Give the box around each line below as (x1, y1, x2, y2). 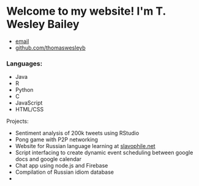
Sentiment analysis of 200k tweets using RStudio (15, 130, 140, 137)
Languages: (6, 59, 43, 68)
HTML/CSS (15, 106, 44, 113)
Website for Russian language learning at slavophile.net (15, 143, 156, 150)
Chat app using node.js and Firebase (15, 162, 108, 169)
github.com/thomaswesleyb (15, 44, 86, 51)
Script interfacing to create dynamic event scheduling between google (15, 149, 193, 157)
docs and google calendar (15, 155, 81, 163)
